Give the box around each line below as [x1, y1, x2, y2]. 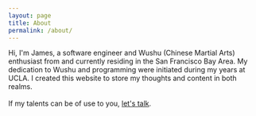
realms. [8, 82, 33, 91]
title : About [8, 19, 52, 27]
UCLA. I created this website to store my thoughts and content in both [8, 73, 237, 83]
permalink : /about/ [8, 26, 73, 34]
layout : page [8, 11, 52, 20]
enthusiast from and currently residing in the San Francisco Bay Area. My [8, 56, 248, 66]
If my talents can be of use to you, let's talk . [8, 99, 152, 108]
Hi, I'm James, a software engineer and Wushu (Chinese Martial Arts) [8, 48, 236, 58]
